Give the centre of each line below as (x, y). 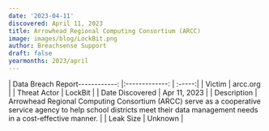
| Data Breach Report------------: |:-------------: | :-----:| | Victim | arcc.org (134, 84)
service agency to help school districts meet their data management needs (133, 109)
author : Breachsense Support (58, 46)
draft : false (30, 53)
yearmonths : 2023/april (49, 61)
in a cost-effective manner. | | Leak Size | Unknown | (96, 118)
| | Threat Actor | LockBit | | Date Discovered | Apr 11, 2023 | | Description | (133, 92)
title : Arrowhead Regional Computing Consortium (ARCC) (105, 31)
